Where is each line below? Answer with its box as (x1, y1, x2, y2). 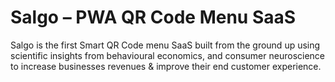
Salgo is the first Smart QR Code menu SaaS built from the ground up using (10, 39, 321, 51)
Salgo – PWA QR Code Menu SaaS (10, 6, 297, 29)
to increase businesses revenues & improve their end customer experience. (10, 60, 322, 72)
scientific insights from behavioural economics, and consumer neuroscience (10, 49, 326, 61)
